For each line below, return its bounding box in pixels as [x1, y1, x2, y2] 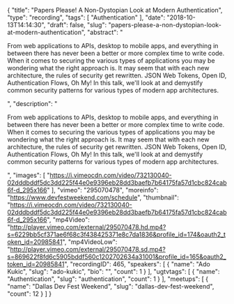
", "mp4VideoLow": [62, 238, 118, 246]
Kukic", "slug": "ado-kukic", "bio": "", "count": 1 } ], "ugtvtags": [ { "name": [7, 268, 220, 275]
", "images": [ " [7, 171, 50, 179]
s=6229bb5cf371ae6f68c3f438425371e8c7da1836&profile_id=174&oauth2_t [7, 230, 226, 238]
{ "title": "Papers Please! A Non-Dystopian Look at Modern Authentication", [7, 6, 223, 14]
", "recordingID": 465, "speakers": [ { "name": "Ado [63, 260, 210, 268]
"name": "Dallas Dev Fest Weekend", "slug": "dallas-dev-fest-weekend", [7, 282, 214, 290]
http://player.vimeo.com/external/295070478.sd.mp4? [10, 245, 166, 253]
